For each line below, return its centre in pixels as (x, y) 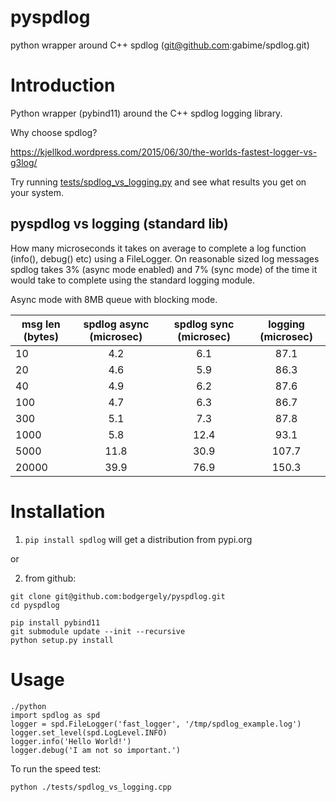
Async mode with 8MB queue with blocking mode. (114, 299)
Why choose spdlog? (54, 132)
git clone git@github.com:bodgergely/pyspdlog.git (118, 596)
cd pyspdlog (35, 605)
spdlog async (116, 324)
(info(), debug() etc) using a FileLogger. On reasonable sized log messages (165, 258)
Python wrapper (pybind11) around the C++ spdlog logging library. (146, 113)
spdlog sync (204, 324)
